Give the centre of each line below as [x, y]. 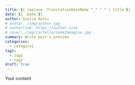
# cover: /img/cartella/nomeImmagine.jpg [48, 32]
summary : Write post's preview [37, 37]
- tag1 [16, 55]
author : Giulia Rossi [27, 19]
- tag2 [16, 60]
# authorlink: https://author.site [41, 28]
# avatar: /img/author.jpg [33, 23]
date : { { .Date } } [24, 14]
